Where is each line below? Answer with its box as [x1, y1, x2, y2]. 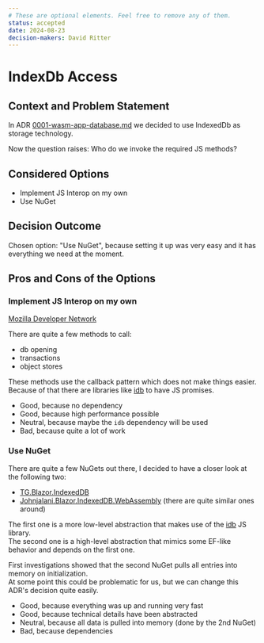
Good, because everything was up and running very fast [19, 600, 204, 610]
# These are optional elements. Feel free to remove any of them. [8, 11, 232, 20]
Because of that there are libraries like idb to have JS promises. [8, 385, 215, 395]
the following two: [8, 472, 67, 481]
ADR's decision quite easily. [8, 585, 99, 595]
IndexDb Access [8, 68, 119, 86]
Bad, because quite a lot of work [19, 426, 126, 435]
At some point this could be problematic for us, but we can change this [8, 576, 239, 587]
